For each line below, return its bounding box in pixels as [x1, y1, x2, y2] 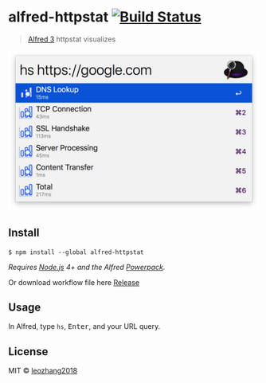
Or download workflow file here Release [8, 277, 140, 287]
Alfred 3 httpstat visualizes [27, 34, 116, 44]
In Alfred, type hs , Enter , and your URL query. [8, 322, 161, 331]
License [8, 345, 49, 358]
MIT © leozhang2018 [8, 366, 78, 376]
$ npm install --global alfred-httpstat [8, 248, 145, 256]
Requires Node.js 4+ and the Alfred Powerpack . [8, 262, 166, 272]
